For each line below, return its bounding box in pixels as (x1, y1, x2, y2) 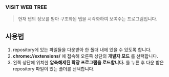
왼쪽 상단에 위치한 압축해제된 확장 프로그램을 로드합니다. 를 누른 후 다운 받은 (12, 60, 164, 66)
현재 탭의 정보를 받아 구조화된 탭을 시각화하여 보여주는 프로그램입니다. (17, 16, 158, 22)
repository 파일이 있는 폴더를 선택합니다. (12, 66, 95, 72)
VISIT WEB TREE (5, 4, 48, 11)
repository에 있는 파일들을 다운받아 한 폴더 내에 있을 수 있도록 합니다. (12, 47, 152, 53)
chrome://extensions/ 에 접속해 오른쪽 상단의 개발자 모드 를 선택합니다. (12, 53, 159, 59)
